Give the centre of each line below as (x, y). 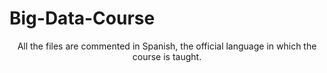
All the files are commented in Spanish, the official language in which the (167, 46)
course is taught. (167, 56)
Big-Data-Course (82, 18)
